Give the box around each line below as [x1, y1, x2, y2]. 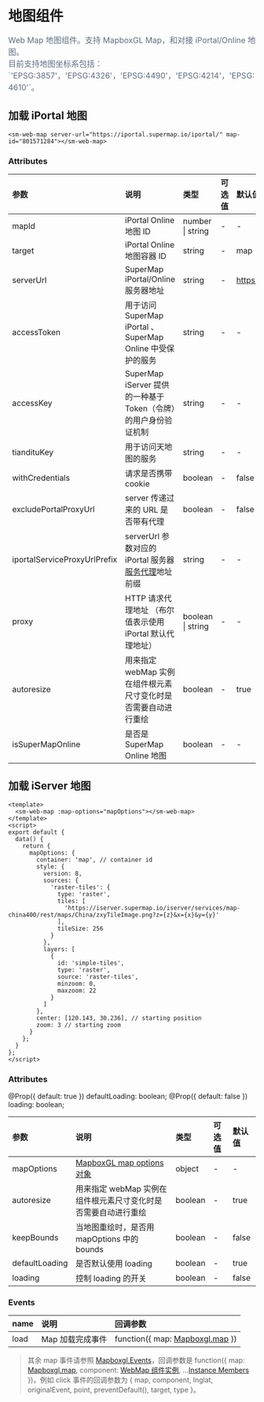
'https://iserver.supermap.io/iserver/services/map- [64, 904, 241, 912]
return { [22, 842, 51, 850]
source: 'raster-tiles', [57, 972, 139, 980]
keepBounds [12, 1232, 59, 1243]
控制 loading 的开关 [75, 1273, 147, 1284]
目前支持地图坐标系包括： [8, 58, 104, 69]
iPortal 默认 [124, 629, 167, 640]
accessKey [12, 398, 53, 409]
